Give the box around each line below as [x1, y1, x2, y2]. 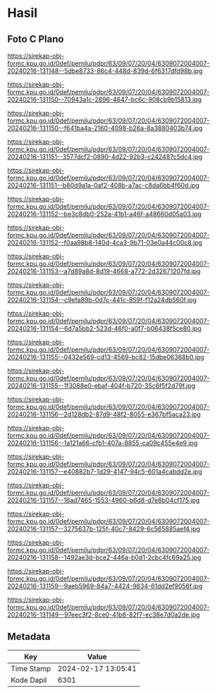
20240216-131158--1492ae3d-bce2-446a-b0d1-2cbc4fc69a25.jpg [7, 553, 201, 562]
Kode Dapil [11, 675, 47, 685]
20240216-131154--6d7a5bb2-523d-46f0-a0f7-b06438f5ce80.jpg [7, 324, 202, 333]
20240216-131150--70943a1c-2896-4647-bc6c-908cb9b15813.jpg [7, 95, 202, 104]
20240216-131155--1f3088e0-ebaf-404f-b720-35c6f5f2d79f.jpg [7, 382, 196, 390]
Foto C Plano [7, 33, 64, 45]
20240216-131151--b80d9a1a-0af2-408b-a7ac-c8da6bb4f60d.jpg [7, 181, 199, 190]
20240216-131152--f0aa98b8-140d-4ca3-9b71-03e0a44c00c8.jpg [7, 238, 203, 247]
